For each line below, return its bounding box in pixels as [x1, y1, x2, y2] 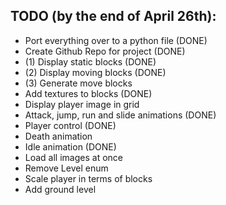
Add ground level [24, 183, 97, 195]
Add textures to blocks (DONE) [24, 87, 153, 99]
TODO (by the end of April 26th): [10, 8, 217, 25]
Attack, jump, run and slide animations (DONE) [24, 109, 217, 121]
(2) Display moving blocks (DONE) [24, 66, 167, 78]
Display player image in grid [24, 98, 140, 110]
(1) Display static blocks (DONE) [24, 55, 157, 68]
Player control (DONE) [24, 119, 117, 131]
